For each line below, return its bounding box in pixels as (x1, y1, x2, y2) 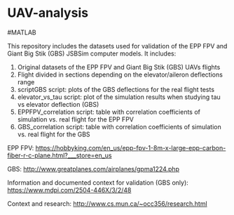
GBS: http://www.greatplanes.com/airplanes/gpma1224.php (7, 164, 180, 173)
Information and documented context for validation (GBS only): (7, 178, 189, 187)
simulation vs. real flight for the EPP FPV (17, 115, 135, 124)
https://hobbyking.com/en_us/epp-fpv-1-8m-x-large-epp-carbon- (35, 143, 226, 152)
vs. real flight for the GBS (17, 130, 90, 138)
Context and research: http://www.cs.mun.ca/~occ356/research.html (7, 199, 208, 208)
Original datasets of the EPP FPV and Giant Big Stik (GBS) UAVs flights (17, 63, 221, 71)
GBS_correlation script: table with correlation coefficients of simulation (17, 122, 222, 131)
